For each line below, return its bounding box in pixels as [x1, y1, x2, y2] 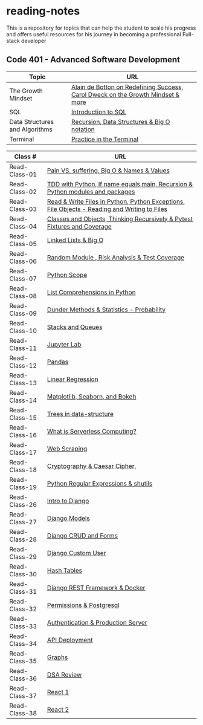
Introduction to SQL [71, 108, 127, 116]
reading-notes [6, 4, 80, 18]
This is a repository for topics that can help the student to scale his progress [6, 24, 196, 31]
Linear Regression [47, 375, 98, 383]
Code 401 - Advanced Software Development [6, 54, 180, 65]
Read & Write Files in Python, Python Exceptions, [47, 197, 185, 206]
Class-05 [9, 239, 37, 248]
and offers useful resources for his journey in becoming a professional [6, 30, 181, 37]
